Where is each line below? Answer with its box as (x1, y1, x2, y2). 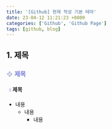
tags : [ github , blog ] (6, 26, 61, 32)
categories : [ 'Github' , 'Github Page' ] (6, 20, 107, 26)
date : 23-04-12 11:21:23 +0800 (6, 15, 85, 21)
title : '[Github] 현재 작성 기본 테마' (6, 9, 97, 15)
